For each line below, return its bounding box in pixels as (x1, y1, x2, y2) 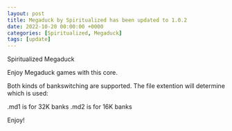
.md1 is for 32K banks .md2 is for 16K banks (7, 103, 133, 111)
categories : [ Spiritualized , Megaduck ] (7, 29, 123, 37)
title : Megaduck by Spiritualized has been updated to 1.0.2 (7, 17, 188, 24)
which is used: (7, 89, 48, 98)
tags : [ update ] (7, 36, 51, 43)
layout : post (7, 10, 45, 17)
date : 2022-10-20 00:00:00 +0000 (7, 23, 104, 30)
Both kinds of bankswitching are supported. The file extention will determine (7, 82, 225, 90)
